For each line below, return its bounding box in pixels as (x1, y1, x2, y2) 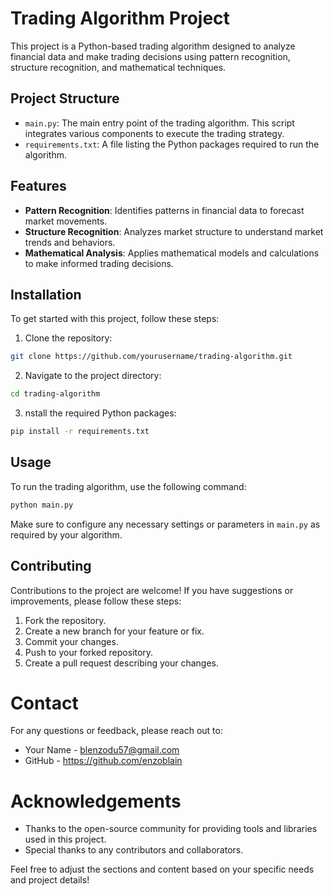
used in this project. (24, 833, 107, 846)
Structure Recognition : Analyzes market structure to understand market (24, 225, 324, 237)
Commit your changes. (24, 635, 119, 647)
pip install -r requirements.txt (10, 427, 150, 437)
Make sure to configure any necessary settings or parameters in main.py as (10, 518, 321, 530)
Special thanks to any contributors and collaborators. (24, 844, 244, 856)
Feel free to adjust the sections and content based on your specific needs (10, 863, 315, 876)
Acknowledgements (10, 790, 182, 812)
